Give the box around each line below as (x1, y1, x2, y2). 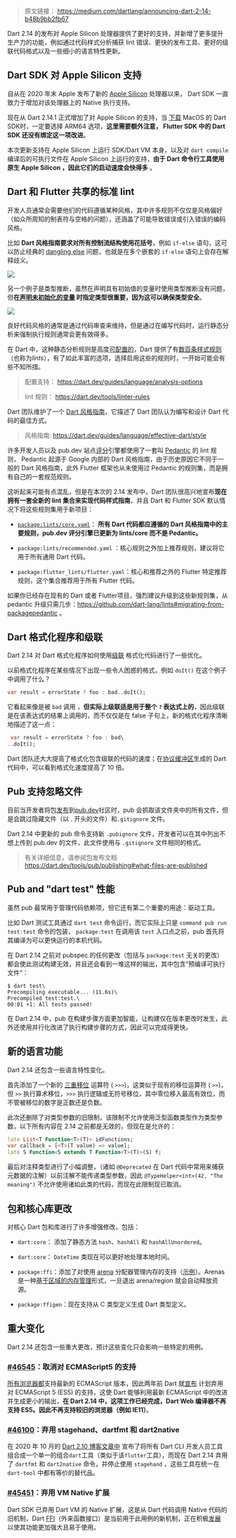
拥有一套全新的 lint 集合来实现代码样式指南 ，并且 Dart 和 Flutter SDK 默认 (7, 496, 220, 504)
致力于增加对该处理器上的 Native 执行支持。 (7, 98, 135, 106)
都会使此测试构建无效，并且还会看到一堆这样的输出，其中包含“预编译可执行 (7, 960, 226, 968)
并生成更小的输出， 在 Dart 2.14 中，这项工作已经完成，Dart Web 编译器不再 (7, 1397, 226, 1406)
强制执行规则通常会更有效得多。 (19, 330, 112, 338)
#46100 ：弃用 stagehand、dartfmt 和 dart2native (7, 1425, 180, 1435)
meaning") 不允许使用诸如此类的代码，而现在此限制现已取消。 (7, 1180, 185, 1188)
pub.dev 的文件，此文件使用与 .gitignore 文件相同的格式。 (33, 838, 205, 846)
